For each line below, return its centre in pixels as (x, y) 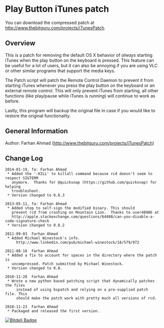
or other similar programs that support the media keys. (60, 71)
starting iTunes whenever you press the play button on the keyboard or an (80, 85)
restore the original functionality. (38, 116)
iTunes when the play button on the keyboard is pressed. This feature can (80, 60)
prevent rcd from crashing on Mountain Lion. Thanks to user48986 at (85, 213)
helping (13, 187)
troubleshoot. (26, 191)
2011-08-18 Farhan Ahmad (31, 251)
